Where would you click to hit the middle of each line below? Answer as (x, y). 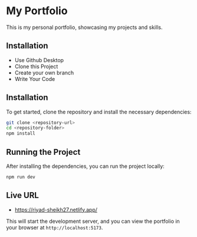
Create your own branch (44, 73)
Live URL (23, 195)
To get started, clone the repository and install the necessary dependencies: (99, 112)
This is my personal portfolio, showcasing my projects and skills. (84, 27)
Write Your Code (35, 79)
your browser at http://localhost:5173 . (55, 227)
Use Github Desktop (39, 60)
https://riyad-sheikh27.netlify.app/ (56, 210)
